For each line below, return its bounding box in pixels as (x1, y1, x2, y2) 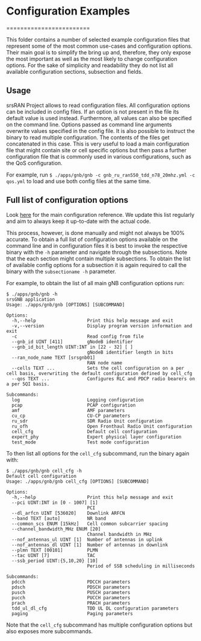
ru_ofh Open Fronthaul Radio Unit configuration (11, 423, 193, 430)
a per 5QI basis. (6, 381, 50, 387)
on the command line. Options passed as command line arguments (6, 121, 172, 128)
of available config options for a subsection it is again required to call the (6, 261, 187, 268)
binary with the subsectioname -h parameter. (6, 268, 116, 275)
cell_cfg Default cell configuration (11, 428, 158, 434)
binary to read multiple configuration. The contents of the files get (6, 134, 170, 141)
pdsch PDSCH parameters (11, 584, 131, 590)
